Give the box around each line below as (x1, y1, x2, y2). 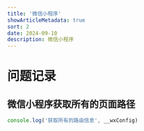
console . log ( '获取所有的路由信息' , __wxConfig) (7, 117, 138, 124)
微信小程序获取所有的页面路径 (7, 98, 136, 110)
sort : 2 (7, 23, 30, 30)
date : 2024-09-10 (7, 29, 58, 37)
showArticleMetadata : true (7, 17, 86, 24)
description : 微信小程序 (7, 36, 74, 43)
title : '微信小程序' (7, 10, 61, 17)
